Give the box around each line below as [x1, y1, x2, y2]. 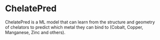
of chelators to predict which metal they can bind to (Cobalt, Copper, [5, 24, 143, 30]
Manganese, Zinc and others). [5, 29, 66, 35]
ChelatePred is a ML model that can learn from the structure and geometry [5, 19, 155, 25]
